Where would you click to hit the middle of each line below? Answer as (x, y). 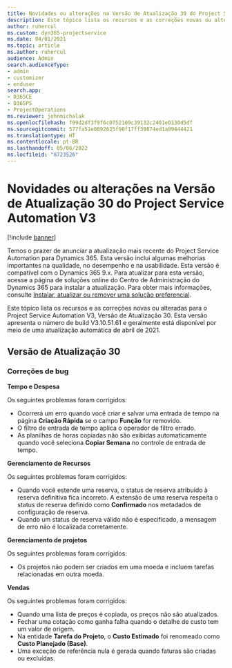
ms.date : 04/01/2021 (37, 39)
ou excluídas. (36, 658)
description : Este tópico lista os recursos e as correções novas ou (109, 20)
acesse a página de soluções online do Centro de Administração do (104, 279)
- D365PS (20, 104)
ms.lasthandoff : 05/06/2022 (48, 148)
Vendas (18, 587)
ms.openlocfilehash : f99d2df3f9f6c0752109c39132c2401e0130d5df (100, 122)
